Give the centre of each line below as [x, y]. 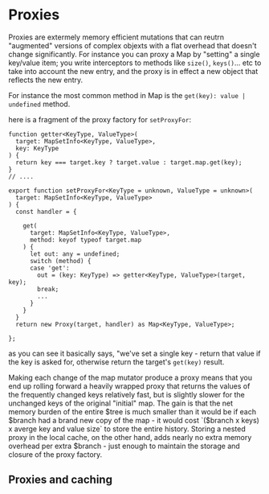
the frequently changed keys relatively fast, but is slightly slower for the [126, 394]
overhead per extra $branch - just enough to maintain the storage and [124, 446]
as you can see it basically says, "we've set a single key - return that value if [134, 353]
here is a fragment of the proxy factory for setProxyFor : [100, 119]
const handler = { [47, 212]
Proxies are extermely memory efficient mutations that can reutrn [116, 37]
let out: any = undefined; [75, 254]
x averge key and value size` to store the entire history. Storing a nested [127, 429]
